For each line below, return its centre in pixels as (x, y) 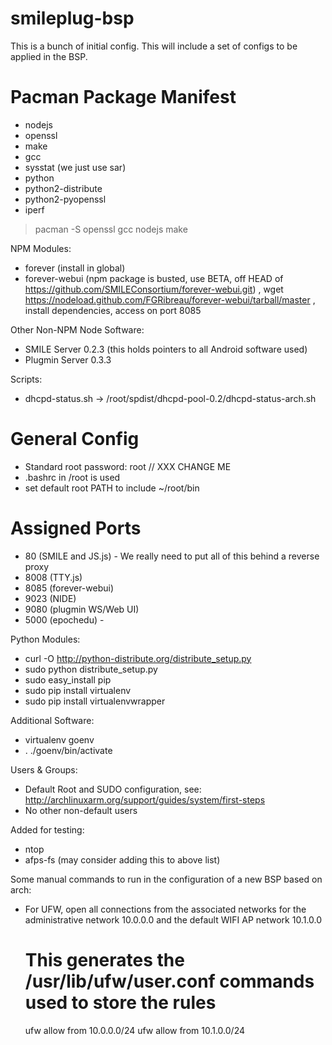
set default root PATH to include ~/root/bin (112, 488)
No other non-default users (81, 810)
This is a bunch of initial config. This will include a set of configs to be (154, 46)
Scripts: (26, 379)
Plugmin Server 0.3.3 (68, 359)
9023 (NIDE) (50, 598)
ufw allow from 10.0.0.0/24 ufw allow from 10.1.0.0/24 (134, 1030)
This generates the (104, 959)
